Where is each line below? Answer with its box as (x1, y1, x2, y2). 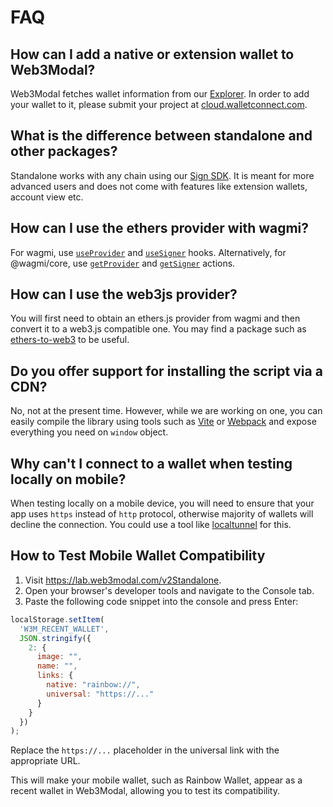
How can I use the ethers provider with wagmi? (10, 220, 310, 237)
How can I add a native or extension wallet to (10, 46, 295, 63)
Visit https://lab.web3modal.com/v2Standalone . (24, 574, 222, 586)
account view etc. (10, 191, 84, 203)
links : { (36, 671, 74, 681)
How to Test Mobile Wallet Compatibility (10, 547, 266, 565)
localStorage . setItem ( (10, 614, 105, 625)
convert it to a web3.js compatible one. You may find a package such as (10, 323, 307, 335)
